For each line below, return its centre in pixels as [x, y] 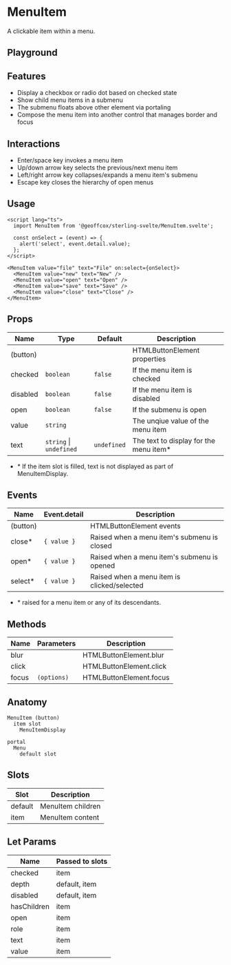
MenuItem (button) [33, 718]
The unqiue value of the [171, 421]
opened [103, 565]
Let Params [32, 842]
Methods [27, 624]
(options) [53, 678]
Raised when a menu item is [135, 577]
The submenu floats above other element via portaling [94, 107]
